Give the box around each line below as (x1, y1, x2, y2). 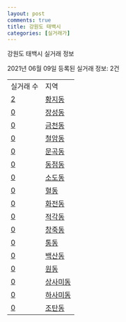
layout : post (7, 10, 45, 17)
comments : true (7, 17, 52, 24)
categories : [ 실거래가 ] (7, 29, 71, 37)
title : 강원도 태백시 (7, 23, 61, 30)
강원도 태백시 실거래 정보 (7, 49, 74, 58)
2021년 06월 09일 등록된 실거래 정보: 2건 (7, 64, 120, 73)
